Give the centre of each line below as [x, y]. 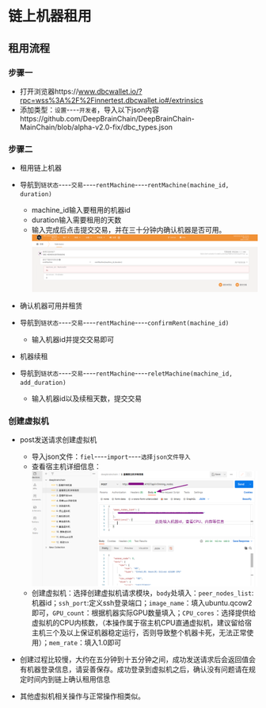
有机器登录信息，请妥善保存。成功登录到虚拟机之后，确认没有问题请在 [134, 669]
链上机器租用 [50, 16]
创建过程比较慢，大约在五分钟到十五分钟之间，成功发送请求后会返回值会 [137, 659]
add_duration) [43, 383]
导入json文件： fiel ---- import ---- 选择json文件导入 [111, 456]
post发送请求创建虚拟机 [58, 440]
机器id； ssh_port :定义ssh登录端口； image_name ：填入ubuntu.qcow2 [142, 602]
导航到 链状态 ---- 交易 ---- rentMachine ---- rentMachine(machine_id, [124, 185]
